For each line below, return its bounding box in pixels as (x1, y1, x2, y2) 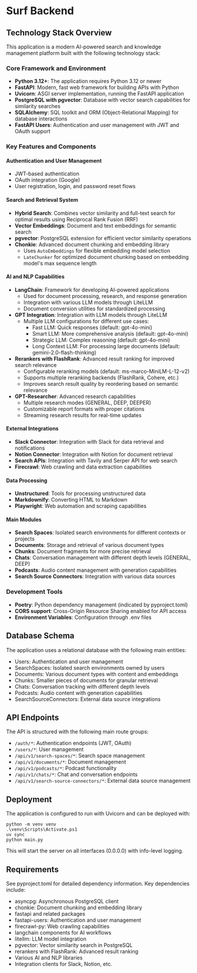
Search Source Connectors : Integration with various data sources (14, 573, 175, 580)
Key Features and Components (6, 143, 96, 151)
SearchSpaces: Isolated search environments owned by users (14, 664, 165, 671)
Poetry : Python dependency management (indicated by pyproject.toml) (14, 601, 188, 608)
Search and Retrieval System (6, 196, 78, 204)
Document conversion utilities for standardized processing (23, 305, 166, 312)
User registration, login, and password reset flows (14, 183, 136, 190)
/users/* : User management (14, 746, 84, 753)
